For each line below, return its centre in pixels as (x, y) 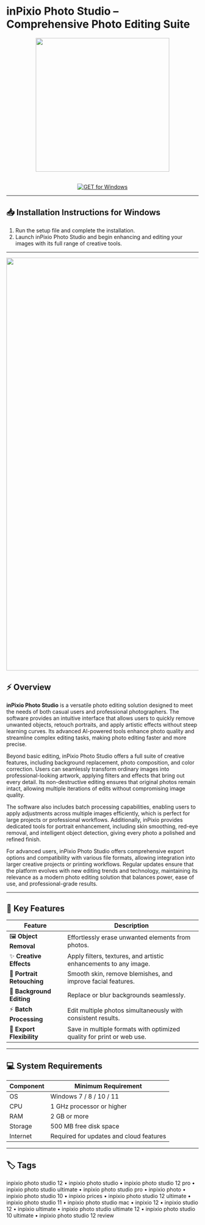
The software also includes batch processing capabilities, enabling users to (101, 807)
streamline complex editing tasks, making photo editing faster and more (96, 738)
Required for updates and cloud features (108, 1136)
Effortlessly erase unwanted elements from (129, 937)
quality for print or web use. (106, 1037)
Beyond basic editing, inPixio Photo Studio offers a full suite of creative (95, 756)
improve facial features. (101, 982)
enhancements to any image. (109, 964)
